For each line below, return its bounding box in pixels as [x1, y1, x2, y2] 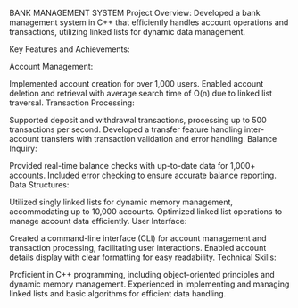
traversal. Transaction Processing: [9, 97, 136, 108]
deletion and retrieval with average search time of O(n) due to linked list [9, 88, 273, 98]
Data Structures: [9, 179, 70, 190]
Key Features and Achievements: [9, 44, 130, 54]
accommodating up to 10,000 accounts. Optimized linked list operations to [9, 206, 283, 217]
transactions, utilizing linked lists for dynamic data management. [9, 27, 246, 37]
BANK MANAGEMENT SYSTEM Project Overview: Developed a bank [9, 8, 261, 18]
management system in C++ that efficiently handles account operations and [9, 17, 289, 28]
